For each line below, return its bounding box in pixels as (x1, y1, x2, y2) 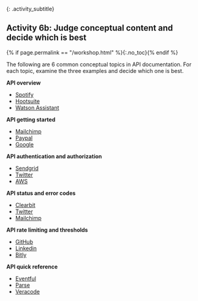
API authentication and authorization (6, 153, 102, 160)
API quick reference (6, 263, 58, 270)
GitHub (15, 238, 34, 245)
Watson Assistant (15, 104, 59, 111)
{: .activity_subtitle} (6, 6, 55, 12)
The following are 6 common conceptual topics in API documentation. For (6, 61, 192, 68)
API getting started (6, 116, 56, 123)
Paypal (15, 134, 33, 142)
